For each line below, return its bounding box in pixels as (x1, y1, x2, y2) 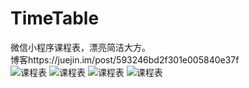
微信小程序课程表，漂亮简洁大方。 (10, 41, 151, 53)
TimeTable (10, 7, 100, 30)
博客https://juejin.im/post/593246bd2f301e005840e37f (10, 53, 240, 66)
